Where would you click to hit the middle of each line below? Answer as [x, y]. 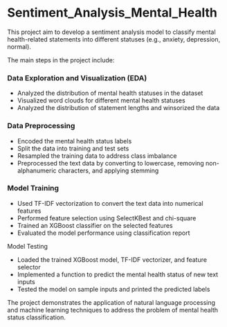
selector [29, 267]
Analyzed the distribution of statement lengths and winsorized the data [118, 108]
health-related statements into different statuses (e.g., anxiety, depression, [113, 39]
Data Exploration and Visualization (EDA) [77, 78]
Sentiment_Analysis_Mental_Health [112, 13]
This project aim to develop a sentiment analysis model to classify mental [111, 32]
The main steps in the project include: [61, 60]
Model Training [33, 188]
